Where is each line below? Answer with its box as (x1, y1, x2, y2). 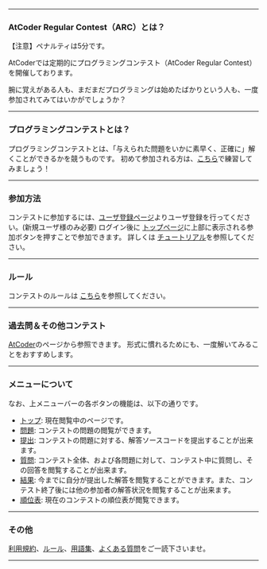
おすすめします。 (21, 350, 78, 359)
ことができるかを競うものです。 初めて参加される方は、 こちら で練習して (14, 153, 253, 163)
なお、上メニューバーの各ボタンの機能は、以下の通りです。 (8, 398, 203, 408)
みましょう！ (8, 164, 50, 173)
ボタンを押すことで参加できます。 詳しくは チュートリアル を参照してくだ (14, 232, 255, 242)
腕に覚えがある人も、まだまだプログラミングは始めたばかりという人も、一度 (8, 85, 259, 95)
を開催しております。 (8, 68, 77, 78)
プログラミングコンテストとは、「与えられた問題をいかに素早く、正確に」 (8, 144, 249, 153)
